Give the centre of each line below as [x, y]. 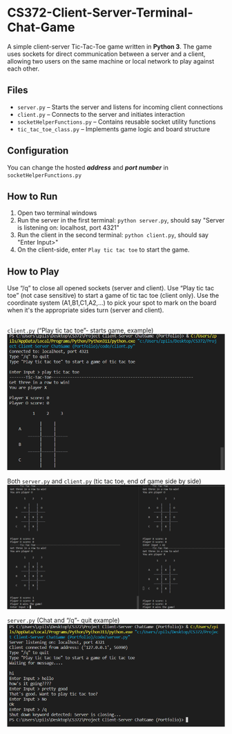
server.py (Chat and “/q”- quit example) [64, 620]
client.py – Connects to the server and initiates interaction [101, 114]
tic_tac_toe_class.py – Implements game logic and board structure [114, 129]
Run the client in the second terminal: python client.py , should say [113, 235]
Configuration [38, 151]
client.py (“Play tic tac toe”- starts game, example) [80, 330]
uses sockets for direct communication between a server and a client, [106, 54]
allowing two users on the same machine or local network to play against [111, 61]
